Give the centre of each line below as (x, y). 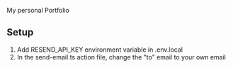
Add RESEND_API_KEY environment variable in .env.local (100, 50)
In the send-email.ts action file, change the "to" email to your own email (121, 57)
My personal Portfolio (38, 10)
